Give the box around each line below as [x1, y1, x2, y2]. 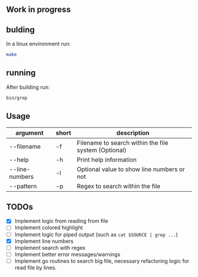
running [6, 68, 36, 78]
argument [15, 129, 44, 137]
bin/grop [6, 95, 28, 101]
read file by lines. [14, 264, 57, 271]
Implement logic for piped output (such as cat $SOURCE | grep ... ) [14, 231, 178, 238]
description [116, 129, 150, 137]
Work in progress [6, 5, 71, 15]
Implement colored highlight [14, 224, 83, 231]
